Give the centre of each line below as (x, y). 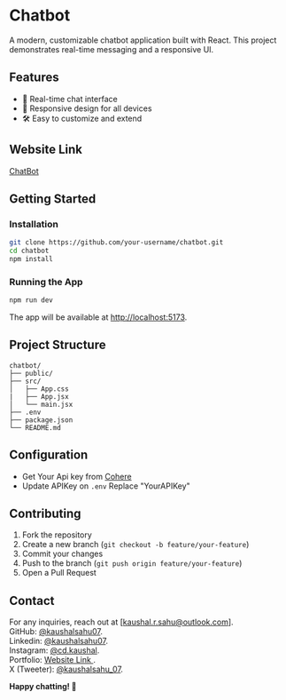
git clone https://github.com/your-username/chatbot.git (116, 243)
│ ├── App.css (39, 389)
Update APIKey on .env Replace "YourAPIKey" (106, 486)
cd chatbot (29, 251)
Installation (34, 224)
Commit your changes (62, 554)
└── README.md (35, 427)
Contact (32, 601)
